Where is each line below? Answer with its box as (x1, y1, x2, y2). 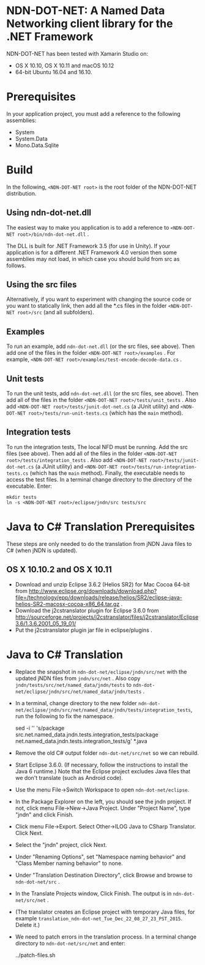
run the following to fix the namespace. (15, 712, 114, 720)
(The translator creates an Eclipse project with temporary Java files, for (15, 908, 195, 915)
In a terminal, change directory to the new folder (15, 699, 138, 706)
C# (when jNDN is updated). (6, 547, 78, 554)
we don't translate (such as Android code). (15, 774, 124, 781)
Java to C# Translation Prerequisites (6, 520, 195, 534)
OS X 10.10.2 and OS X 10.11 (6, 564, 112, 575)
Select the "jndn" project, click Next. (15, 841, 107, 849)
